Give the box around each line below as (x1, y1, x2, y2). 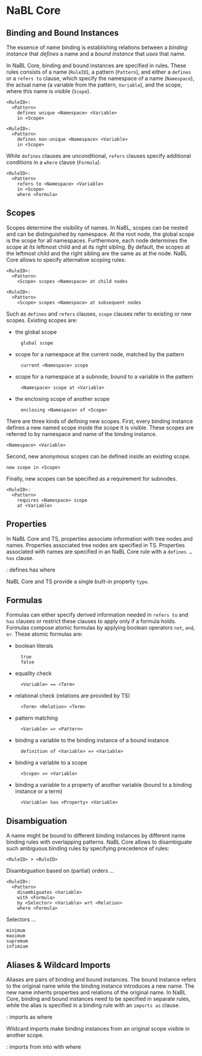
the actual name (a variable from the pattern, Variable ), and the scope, (6, 81, 183, 88)
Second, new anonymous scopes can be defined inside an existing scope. (6, 452, 191, 460)
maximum (6, 933, 26, 939)
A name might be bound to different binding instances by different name (6, 832, 186, 839)
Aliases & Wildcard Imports (6, 960, 111, 970)
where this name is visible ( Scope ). (6, 88, 91, 94)
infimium (6, 944, 28, 950)
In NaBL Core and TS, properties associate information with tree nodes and (6, 535, 193, 542)
